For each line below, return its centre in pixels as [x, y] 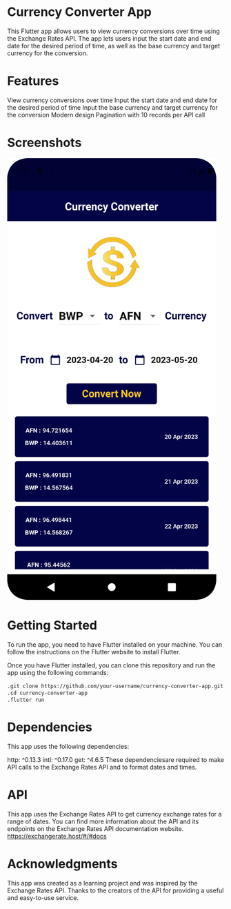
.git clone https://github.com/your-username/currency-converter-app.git [115, 686]
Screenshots [44, 143]
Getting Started [52, 625]
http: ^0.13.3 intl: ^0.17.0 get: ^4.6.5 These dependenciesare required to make [115, 759]
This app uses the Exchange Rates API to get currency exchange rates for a [114, 814]
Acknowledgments [63, 864]
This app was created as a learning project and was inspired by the [102, 883]
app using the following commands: [58, 672]
